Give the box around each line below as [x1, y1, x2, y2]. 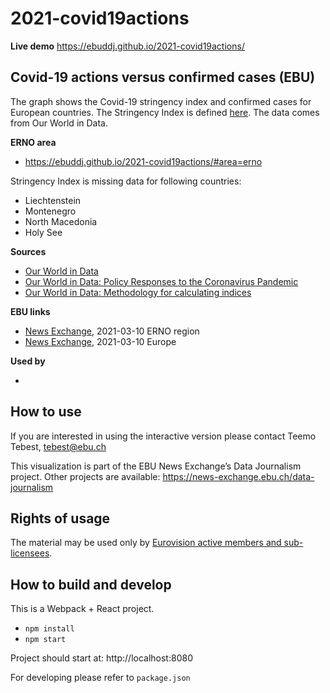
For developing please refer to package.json [10, 672, 191, 684]
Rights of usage [10, 510, 111, 527]
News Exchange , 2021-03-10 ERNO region [24, 325, 200, 337]
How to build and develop [10, 576, 172, 593]
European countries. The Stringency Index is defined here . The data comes [10, 106, 320, 118]
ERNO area [10, 136, 57, 148]
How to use [10, 403, 82, 421]
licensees [10, 547, 50, 559]
